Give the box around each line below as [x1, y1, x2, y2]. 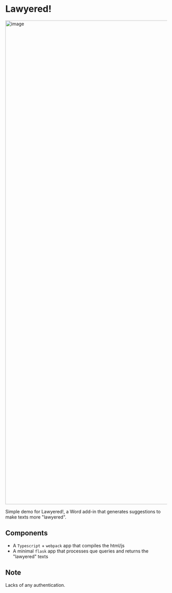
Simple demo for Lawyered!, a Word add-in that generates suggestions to [5, 508, 161, 514]
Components [5, 529, 48, 538]
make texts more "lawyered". [5, 514, 67, 520]
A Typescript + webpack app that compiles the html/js [12, 542, 125, 548]
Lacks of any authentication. [5, 582, 66, 588]
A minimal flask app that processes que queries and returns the [12, 548, 149, 554]
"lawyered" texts [12, 553, 49, 560]
